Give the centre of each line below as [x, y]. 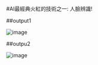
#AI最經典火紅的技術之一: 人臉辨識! [49, 9]
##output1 [19, 21]
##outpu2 [19, 44]
